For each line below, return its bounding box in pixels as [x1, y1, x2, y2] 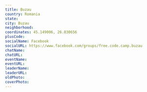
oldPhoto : [5, 75, 25, 80]
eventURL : [5, 61, 25, 66]
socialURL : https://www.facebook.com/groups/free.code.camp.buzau [5, 43, 143, 48]
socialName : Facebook [5, 39, 49, 44]
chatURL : [5, 52, 23, 57]
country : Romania [5, 12, 40, 17]
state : [5, 16, 18, 21]
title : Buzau [5, 7, 32, 12]
